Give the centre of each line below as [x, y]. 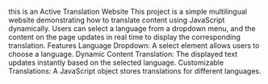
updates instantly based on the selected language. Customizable [116, 62]
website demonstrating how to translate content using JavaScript [117, 20]
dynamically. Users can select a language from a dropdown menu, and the [132, 28]
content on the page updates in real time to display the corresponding [124, 37]
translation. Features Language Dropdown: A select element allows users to [134, 46]
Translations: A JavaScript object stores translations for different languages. [135, 71]
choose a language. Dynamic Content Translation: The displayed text [123, 54]
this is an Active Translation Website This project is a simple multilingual [128, 12]
